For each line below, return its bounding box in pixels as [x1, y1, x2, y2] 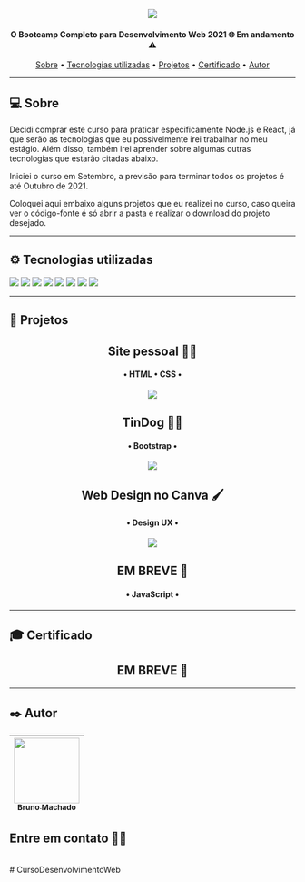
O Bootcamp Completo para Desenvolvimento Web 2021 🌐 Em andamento [10, 28, 295, 40]
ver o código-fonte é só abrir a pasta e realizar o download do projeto [9, 208, 271, 218]
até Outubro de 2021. [9, 180, 89, 191]
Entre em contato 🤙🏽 [9, 831, 127, 846]
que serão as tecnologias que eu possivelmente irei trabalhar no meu [9, 134, 268, 145]
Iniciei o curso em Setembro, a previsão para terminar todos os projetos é [9, 171, 284, 182]
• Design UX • [126, 517, 179, 528]
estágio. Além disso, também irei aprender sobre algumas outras [9, 144, 251, 155]
